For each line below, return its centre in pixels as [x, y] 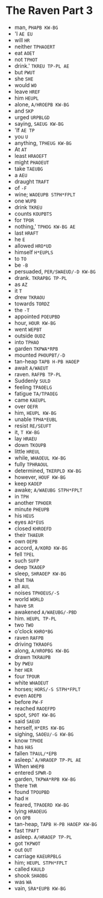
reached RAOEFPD [35, 708]
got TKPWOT [27, 843]
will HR [22, 40]
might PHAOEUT [32, 162]
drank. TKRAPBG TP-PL [41, 278]
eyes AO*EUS [29, 522]
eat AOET [25, 53]
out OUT [23, 850]
